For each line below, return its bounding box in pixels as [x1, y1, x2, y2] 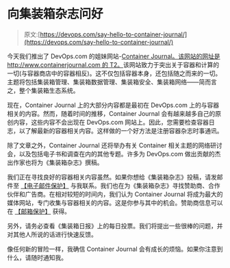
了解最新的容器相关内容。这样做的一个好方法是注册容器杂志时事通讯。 [25, 126, 223, 134]
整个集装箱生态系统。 [18, 86, 79, 95]
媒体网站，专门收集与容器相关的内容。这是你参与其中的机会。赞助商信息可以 [7, 198, 223, 206]
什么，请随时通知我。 [7, 253, 67, 261]
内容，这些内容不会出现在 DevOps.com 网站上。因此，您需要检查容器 [12, 118, 209, 126]
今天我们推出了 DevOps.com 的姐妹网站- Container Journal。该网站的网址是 [7, 52, 220, 60]
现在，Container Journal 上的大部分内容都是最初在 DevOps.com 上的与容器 [7, 101, 220, 109]
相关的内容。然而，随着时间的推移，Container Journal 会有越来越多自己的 [7, 109, 216, 117]
